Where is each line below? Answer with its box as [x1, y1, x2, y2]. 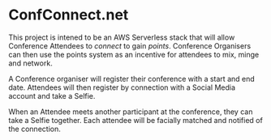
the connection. [8, 124, 61, 134]
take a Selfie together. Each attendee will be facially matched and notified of [8, 115, 264, 125]
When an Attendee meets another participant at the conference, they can [8, 107, 253, 117]
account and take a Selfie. [8, 91, 96, 100]
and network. [8, 58, 53, 68]
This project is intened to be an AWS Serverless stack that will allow [8, 32, 235, 42]
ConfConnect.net [8, 6, 129, 24]
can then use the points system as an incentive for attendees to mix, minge [8, 49, 260, 59]
